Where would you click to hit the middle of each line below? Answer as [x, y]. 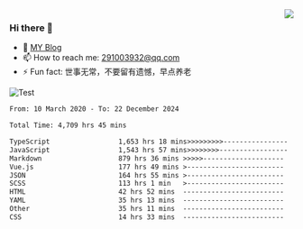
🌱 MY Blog [42, 48]
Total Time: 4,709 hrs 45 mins [68, 125]
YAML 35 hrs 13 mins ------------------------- [147, 201]
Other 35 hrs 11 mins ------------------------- [147, 209]
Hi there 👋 [32, 28]
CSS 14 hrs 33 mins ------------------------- [147, 217]
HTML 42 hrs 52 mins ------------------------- [147, 192]
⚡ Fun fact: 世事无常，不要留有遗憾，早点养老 [107, 72]
